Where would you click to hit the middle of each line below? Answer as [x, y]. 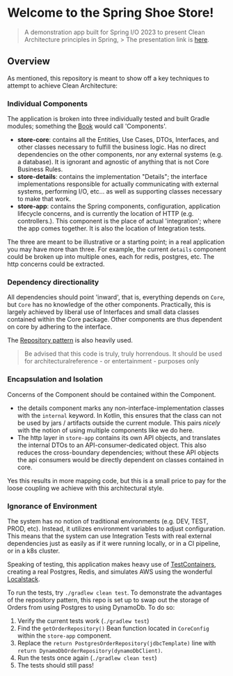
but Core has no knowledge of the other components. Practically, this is [109, 305]
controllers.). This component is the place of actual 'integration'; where [119, 221]
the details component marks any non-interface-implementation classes [121, 408]
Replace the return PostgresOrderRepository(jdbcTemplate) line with [116, 643]
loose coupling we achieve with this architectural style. [86, 488]
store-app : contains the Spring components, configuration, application [119, 206]
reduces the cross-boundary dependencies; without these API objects [118, 452]
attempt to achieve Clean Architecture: [63, 86]
